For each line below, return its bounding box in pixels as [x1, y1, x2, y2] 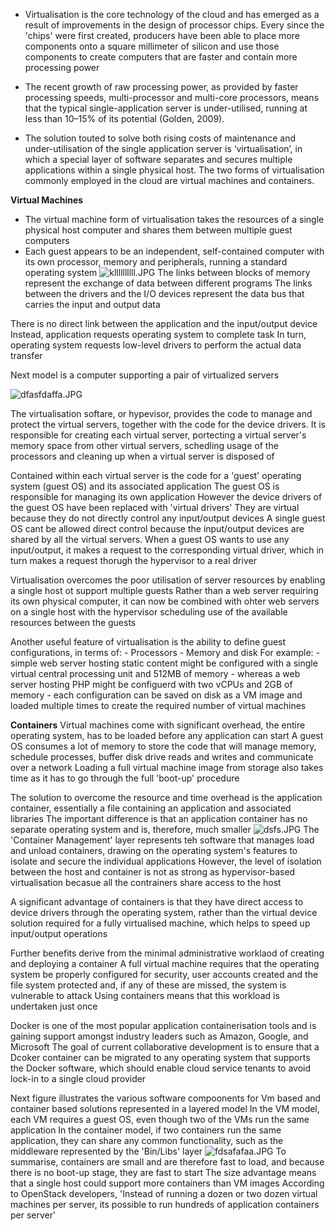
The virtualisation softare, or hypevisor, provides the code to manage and [10, 408, 313, 419]
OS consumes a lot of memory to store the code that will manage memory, [10, 740, 317, 752]
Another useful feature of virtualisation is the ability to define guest [10, 636, 287, 648]
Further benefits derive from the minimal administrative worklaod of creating [10, 947, 325, 959]
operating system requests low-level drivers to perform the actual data [10, 339, 302, 351]
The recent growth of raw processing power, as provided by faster [24, 81, 299, 93]
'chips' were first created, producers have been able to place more [24, 30, 300, 41]
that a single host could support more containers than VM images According [10, 1177, 325, 1189]
